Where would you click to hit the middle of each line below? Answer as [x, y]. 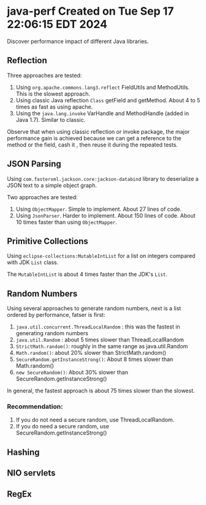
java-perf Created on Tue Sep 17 [90, 11]
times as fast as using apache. [54, 107]
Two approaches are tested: [43, 197]
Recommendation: [35, 407]
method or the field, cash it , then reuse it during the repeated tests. [93, 145]
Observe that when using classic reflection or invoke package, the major [98, 131]
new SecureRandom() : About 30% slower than [72, 373]
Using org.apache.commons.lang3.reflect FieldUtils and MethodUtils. [103, 87]
